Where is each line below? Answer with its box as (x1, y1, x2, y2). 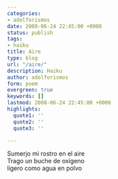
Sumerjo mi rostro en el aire (7, 150, 85, 158)
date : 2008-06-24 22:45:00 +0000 (7, 23, 102, 29)
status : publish (7, 29, 53, 36)
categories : (7, 10, 41, 17)
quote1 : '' (13, 112, 44, 119)
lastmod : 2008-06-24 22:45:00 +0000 (7, 99, 111, 106)
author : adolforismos (7, 73, 69, 81)
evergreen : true (7, 86, 53, 93)
